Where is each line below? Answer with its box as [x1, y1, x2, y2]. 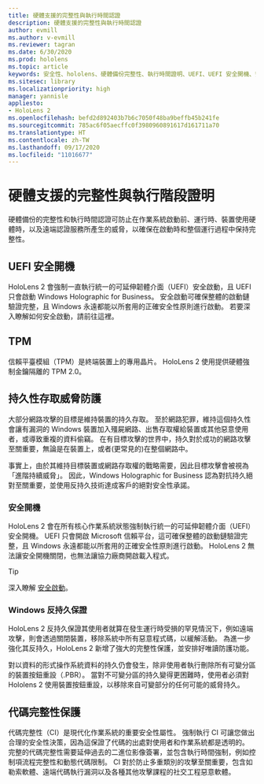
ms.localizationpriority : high [8, 84, 111, 93]
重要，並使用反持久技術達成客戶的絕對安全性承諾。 [28, 480, 194, 489]
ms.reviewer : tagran [8, 41, 76, 49]
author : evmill [8, 26, 58, 34]
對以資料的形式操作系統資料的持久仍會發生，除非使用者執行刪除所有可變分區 [8, 660, 256, 670]
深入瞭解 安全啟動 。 [8, 582, 72, 592]
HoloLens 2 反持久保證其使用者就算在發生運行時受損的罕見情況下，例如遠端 [8, 624, 254, 634]
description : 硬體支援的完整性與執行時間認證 [8, 19, 142, 27]
